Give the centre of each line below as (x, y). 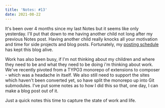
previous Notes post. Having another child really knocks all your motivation (82, 39)
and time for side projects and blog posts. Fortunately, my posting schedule (82, 44)
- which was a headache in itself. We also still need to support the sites (77, 75)
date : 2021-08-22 (23, 14)
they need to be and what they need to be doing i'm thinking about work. (79, 64)
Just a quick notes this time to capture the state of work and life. (71, 100)
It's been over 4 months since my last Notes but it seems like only (72, 28)
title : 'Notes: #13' (26, 10)
